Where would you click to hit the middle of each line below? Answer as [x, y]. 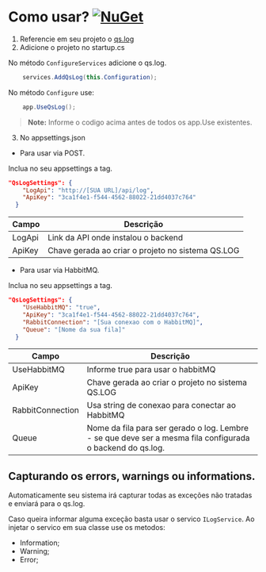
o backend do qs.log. [125, 448]
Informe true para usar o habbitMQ [151, 370]
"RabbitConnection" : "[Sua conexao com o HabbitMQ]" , [113, 322]
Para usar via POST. [52, 153]
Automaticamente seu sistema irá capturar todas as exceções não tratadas [130, 495]
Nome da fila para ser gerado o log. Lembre [168, 428]
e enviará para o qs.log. [47, 504]
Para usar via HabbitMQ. [59, 271]
